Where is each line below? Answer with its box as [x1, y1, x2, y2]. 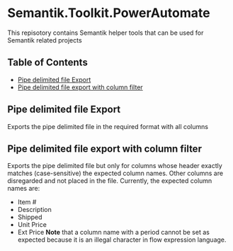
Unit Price [17, 221, 47, 229]
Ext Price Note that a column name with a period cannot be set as [17, 228, 210, 237]
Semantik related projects [7, 35, 83, 44]
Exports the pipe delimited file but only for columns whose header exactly [7, 162, 223, 170]
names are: [7, 184, 40, 193]
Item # [17, 198, 37, 206]
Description [17, 206, 52, 214]
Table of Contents [7, 57, 89, 69]
